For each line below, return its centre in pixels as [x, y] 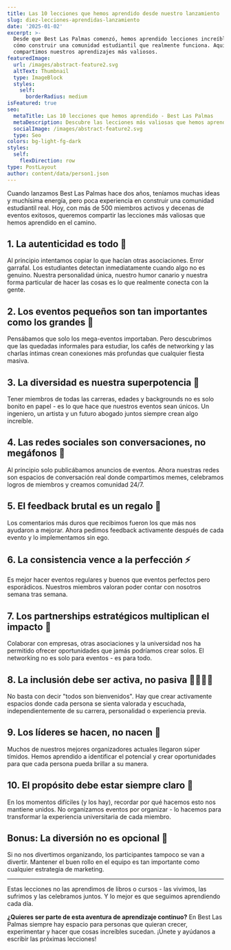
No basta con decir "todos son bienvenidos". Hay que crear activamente [110, 696]
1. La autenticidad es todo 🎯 [67, 244]
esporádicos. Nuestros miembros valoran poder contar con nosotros [104, 587]
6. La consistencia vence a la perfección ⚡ [99, 559]
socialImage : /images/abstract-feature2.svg [78, 129]
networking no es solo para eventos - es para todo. [80, 658]
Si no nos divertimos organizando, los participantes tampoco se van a [106, 855]
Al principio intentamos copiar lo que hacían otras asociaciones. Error [106, 261]
